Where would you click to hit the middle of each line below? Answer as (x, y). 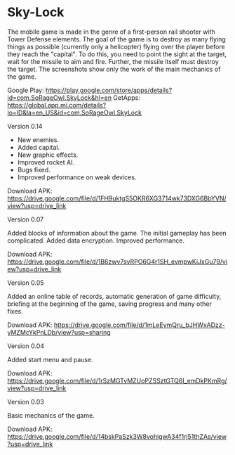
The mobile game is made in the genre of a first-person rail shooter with (111, 32)
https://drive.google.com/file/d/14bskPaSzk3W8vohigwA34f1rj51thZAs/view (117, 436)
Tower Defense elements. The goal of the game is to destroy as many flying (116, 39)
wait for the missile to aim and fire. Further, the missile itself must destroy (113, 61)
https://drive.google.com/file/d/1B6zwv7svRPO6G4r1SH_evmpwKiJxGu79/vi (117, 262)
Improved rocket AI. (46, 162)
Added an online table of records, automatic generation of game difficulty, (114, 296)
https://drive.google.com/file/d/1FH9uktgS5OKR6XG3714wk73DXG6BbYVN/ (117, 198)
